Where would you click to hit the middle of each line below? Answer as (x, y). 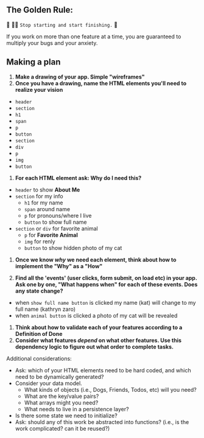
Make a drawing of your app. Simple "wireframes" (80, 77)
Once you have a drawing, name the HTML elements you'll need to (101, 83)
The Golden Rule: (40, 10)
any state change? (39, 291)
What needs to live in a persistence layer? (76, 409)
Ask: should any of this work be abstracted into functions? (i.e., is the (102, 422)
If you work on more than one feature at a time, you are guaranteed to (94, 36)
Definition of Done (39, 333)
